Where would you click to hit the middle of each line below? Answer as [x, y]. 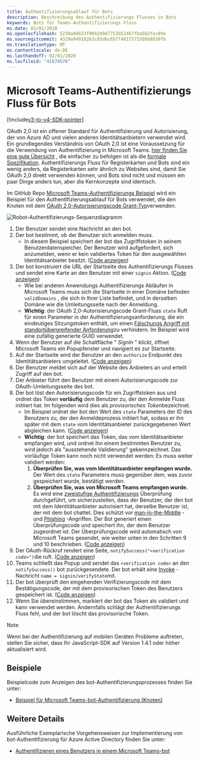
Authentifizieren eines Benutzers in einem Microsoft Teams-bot [93, 751]
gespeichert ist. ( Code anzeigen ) [55, 595]
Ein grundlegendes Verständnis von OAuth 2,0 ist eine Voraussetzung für [96, 144]
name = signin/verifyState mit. [79, 576]
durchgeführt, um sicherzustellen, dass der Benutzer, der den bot [113, 500]
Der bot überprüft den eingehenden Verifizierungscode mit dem [93, 582]
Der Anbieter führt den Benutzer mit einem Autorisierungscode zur [97, 380]
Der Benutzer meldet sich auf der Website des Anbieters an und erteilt [101, 368]
